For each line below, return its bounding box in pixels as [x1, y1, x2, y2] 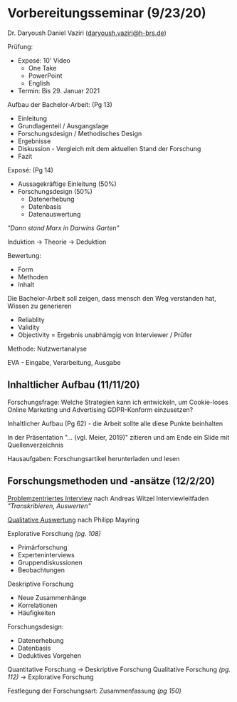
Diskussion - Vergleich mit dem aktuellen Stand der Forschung [17, 144, 201, 153]
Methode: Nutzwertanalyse [7, 344, 88, 353]
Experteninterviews [17, 550, 75, 559]
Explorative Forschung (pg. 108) [7, 529, 101, 537]
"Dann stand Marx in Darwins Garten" [7, 223, 120, 232]
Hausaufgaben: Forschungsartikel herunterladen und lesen [7, 454, 180, 463]
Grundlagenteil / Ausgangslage [17, 121, 109, 130]
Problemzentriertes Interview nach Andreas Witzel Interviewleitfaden [7, 494, 209, 502]
